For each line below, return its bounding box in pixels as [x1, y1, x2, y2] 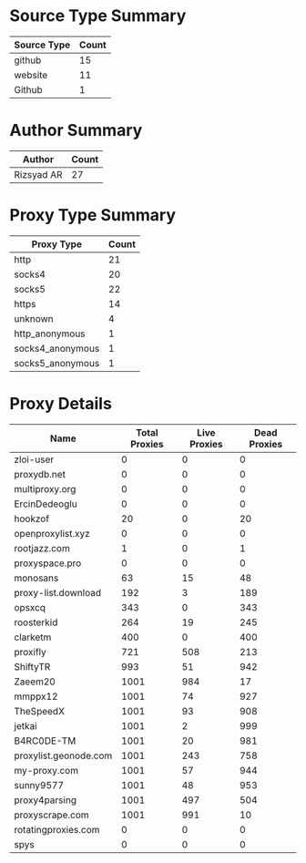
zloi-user [14, 453, 55, 466]
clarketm [14, 631, 52, 643]
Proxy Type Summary [9, 205, 176, 226]
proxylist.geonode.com [14, 749, 113, 762]
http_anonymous [14, 327, 86, 340]
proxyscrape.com [14, 808, 89, 821]
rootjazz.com [14, 541, 70, 554]
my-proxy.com [14, 764, 79, 776]
